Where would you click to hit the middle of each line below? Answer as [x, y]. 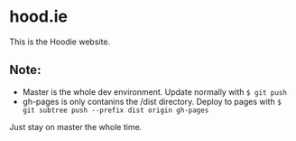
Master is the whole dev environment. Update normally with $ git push [154, 91]
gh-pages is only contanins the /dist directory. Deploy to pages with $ [152, 101]
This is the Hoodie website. [60, 42]
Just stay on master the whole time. [76, 127]
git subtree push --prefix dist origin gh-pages [116, 110]
